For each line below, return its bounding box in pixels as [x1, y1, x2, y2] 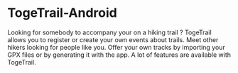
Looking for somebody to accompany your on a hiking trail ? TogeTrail [7, 28, 212, 36]
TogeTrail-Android [7, 5, 117, 21]
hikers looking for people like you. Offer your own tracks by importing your [7, 43, 225, 51]
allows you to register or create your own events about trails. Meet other [7, 35, 219, 44]
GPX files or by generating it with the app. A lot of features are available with [7, 51, 232, 59]
